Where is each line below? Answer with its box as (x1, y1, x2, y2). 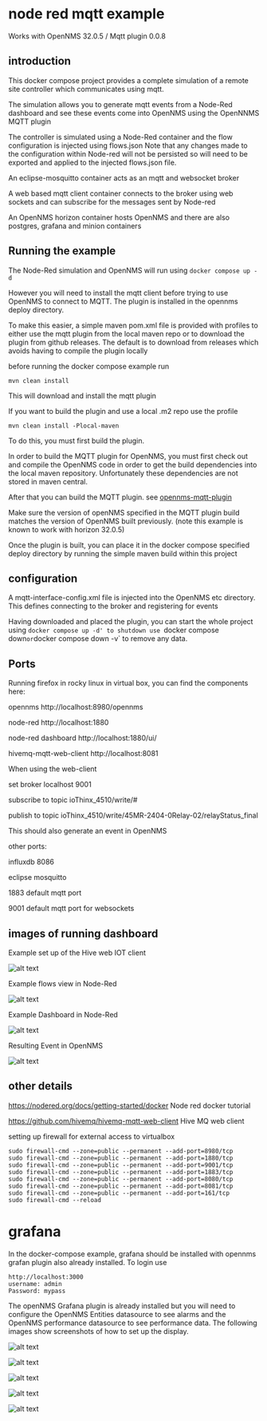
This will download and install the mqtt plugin (8, 391, 157, 400)
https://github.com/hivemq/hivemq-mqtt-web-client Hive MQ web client (8, 1116, 245, 1125)
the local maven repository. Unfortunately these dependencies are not (8, 468, 239, 478)
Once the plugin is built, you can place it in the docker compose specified (8, 540, 249, 550)
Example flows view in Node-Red (8, 979, 117, 988)
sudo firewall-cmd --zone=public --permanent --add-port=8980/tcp (8, 1147, 234, 1155)
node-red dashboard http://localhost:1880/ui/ (8, 733, 157, 743)
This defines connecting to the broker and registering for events (8, 601, 218, 611)
